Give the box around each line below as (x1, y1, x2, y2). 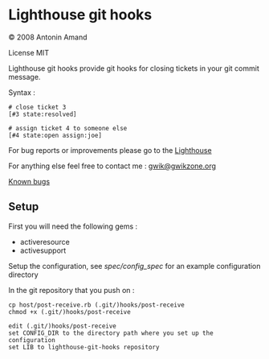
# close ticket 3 (8, 103, 67, 111)
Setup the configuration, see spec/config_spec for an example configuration (8, 261, 261, 270)
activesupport (19, 246, 67, 255)
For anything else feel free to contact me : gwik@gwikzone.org (8, 161, 217, 171)
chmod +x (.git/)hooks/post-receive (8, 307, 131, 316)
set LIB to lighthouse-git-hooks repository (8, 343, 160, 351)
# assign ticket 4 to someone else (8, 124, 128, 132)
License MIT (8, 47, 50, 57)
